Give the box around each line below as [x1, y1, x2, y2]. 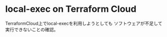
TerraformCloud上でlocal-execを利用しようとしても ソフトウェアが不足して [5, 20, 162, 26]
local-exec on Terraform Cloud [5, 3, 137, 15]
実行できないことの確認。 [5, 26, 59, 33]
